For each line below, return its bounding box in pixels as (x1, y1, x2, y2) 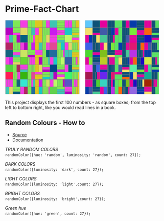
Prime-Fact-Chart (5, 3, 79, 15)
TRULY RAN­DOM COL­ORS (5, 146, 59, 152)
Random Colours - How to (5, 119, 85, 127)
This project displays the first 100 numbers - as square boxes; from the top (5, 99, 156, 106)
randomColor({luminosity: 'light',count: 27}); (5, 182, 104, 187)
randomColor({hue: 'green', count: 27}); (5, 211, 91, 216)
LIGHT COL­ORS (5, 176, 37, 181)
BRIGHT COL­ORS (5, 190, 40, 196)
